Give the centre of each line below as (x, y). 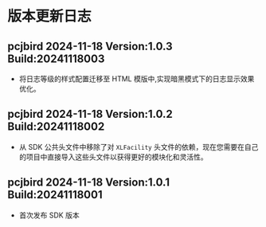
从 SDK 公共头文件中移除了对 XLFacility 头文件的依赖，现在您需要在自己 (139, 147)
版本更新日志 (50, 16)
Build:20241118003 (56, 59)
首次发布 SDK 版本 (49, 215)
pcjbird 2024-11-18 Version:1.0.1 (89, 183)
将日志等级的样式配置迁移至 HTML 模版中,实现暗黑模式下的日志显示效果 (137, 79)
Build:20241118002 (56, 127)
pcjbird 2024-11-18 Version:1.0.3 (90, 46)
